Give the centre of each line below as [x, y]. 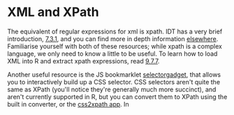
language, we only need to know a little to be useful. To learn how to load [112, 54]
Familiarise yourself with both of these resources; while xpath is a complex [115, 46]
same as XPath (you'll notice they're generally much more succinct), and [112, 89]
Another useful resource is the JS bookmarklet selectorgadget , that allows [114, 75]
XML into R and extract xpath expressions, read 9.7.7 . [83, 61]
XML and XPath [53, 12]
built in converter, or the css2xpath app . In [68, 104]
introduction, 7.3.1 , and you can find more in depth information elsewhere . [113, 38]
